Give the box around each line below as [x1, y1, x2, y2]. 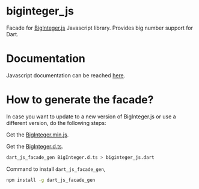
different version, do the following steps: [6, 119, 106, 126]
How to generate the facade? [6, 93, 154, 107]
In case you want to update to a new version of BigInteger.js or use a [6, 113, 176, 120]
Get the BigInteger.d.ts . [6, 143, 64, 150]
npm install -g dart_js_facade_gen [6, 177, 96, 183]
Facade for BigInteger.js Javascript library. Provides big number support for [6, 24, 194, 31]
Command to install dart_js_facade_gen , [6, 165, 106, 173]
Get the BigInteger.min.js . [6, 131, 69, 138]
